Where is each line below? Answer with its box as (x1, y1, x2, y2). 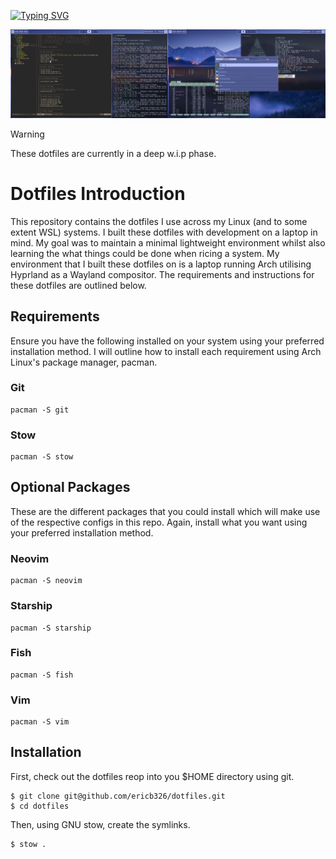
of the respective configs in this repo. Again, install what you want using (10, 516, 308, 528)
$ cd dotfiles (10, 801, 70, 811)
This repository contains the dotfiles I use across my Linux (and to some (10, 215, 308, 227)
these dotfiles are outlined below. (10, 279, 147, 291)
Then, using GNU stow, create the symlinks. (10, 818, 191, 830)
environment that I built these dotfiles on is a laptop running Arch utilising (10, 258, 312, 270)
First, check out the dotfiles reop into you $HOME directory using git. (10, 770, 295, 782)
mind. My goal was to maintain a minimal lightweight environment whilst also (10, 236, 326, 249)
